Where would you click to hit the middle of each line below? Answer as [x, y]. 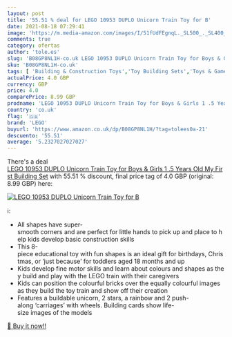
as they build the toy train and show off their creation [92, 291]
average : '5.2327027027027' [48, 142]
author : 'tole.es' [33, 52]
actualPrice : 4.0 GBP [38, 78]
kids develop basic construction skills [81, 240]
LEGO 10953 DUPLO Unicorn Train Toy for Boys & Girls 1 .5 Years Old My [110, 169]
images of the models [61, 313]
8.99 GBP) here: [30, 184]
